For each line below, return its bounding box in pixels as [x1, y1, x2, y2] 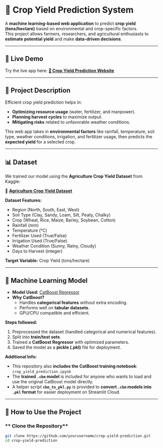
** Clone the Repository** [5, 422, 68, 429]
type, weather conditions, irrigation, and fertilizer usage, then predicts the [5, 133, 153, 139]
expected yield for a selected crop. [5, 139, 76, 145]
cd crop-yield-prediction [5, 438, 57, 443]
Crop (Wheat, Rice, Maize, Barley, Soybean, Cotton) [12, 217, 116, 223]
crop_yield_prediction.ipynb [12, 370, 71, 374]
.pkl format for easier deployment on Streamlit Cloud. [12, 389, 120, 395]
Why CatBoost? [12, 295, 45, 300]
